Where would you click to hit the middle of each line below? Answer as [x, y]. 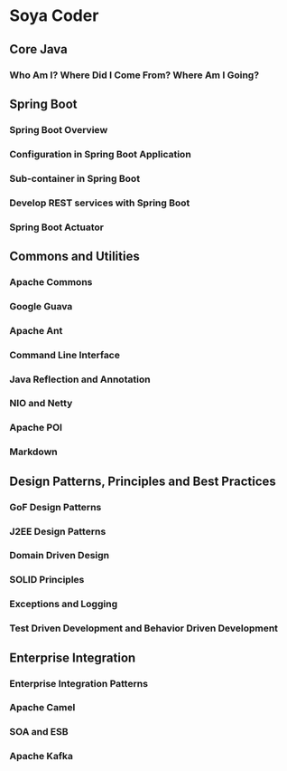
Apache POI [36, 428]
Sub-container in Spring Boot [75, 178]
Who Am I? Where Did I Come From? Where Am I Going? [134, 75]
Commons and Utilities [74, 256]
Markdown [33, 452]
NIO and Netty [41, 404]
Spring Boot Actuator [57, 227]
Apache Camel [42, 708]
